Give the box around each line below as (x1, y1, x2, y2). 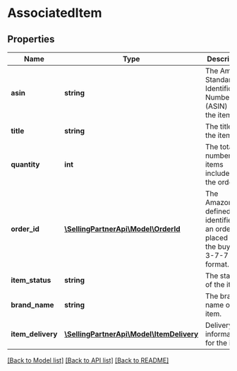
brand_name (11, 300, 54, 310)
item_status (11, 276, 51, 285)
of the (205, 280, 225, 289)
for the (205, 338, 228, 348)
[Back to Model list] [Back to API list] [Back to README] (7, 356, 169, 365)
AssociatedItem (7, 5, 102, 21)
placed (205, 233, 228, 242)
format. (205, 259, 229, 269)
